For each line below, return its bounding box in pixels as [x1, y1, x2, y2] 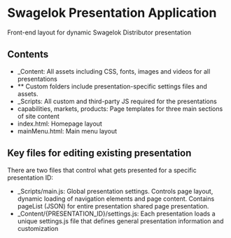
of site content [17, 112, 59, 120]
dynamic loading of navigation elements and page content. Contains [17, 194, 215, 203]
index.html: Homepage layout [17, 119, 103, 128]
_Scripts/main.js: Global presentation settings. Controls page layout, [17, 187, 213, 195]
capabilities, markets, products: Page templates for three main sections [17, 104, 223, 113]
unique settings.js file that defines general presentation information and [17, 216, 224, 225]
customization [17, 224, 59, 232]
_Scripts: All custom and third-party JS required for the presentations [17, 97, 217, 105]
